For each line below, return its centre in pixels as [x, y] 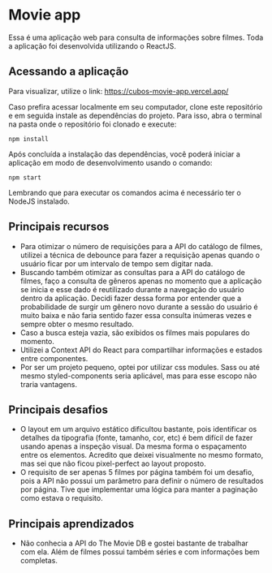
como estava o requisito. [61, 498]
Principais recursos [59, 227]
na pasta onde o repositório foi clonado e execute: [93, 124]
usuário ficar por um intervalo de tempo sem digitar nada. [117, 263]
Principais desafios [58, 409]
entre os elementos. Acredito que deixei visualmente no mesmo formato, [142, 455]
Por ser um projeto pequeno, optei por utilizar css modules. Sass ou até [140, 367]
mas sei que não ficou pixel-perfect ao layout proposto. [113, 463]
